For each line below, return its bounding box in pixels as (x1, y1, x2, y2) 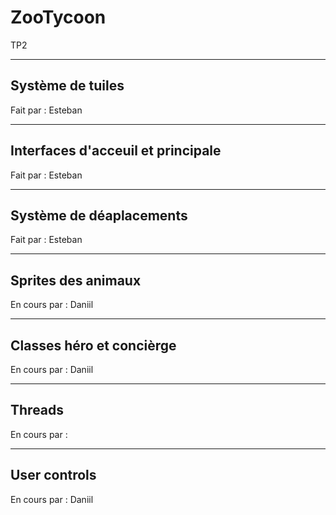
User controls (10, 467, 97, 484)
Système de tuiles (10, 77, 125, 95)
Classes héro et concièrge (10, 337, 177, 354)
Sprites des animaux (10, 272, 142, 289)
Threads (10, 402, 65, 419)
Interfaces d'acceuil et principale (10, 142, 222, 160)
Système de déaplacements (10, 207, 188, 224)
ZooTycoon (10, 6, 107, 29)
